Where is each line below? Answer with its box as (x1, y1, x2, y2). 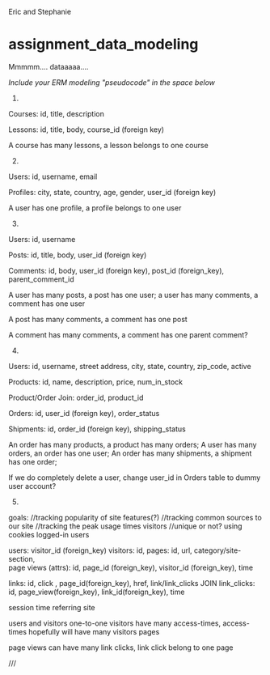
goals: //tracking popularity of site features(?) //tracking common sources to (8, 512, 263, 522)
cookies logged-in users (8, 529, 90, 539)
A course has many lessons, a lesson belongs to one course (8, 140, 209, 150)
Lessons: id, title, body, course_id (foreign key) (8, 125, 164, 134)
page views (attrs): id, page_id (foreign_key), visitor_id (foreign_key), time (8, 562, 253, 572)
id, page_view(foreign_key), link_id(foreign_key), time (8, 587, 185, 596)
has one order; (8, 456, 57, 466)
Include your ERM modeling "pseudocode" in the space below (8, 77, 216, 87)
